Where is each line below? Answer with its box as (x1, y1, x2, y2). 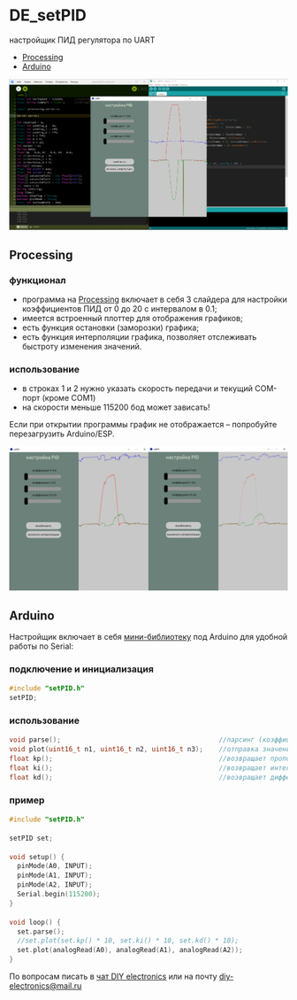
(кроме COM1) (42, 393, 96, 404)
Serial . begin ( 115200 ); (17, 890, 101, 899)
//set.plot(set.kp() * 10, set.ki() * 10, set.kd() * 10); (17, 936, 240, 945)
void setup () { (9, 852, 65, 861)
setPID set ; (9, 834, 53, 842)
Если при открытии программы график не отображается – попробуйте (9, 419, 278, 430)
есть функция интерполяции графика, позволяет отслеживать (21, 332, 257, 342)
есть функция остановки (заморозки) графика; (21, 322, 200, 333)
